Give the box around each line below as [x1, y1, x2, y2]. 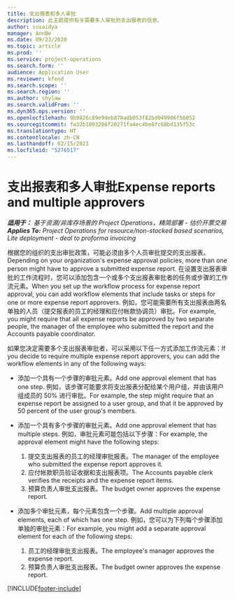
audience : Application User [7, 69, 90, 76]
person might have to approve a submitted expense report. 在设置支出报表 [7, 264, 222, 273]
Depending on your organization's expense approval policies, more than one [7, 256, 227, 265]
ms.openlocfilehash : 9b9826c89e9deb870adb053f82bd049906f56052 [7, 114, 196, 121]
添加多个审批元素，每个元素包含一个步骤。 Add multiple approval [17, 507, 204, 515]
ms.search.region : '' [7, 88, 71, 95]
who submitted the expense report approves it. [27, 460, 163, 468]
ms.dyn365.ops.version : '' [7, 108, 86, 115]
